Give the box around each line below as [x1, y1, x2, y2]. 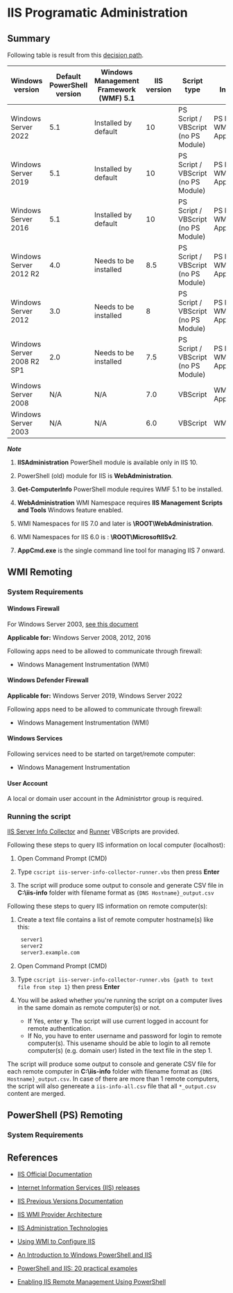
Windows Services [7, 734, 63, 743]
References [7, 1151, 58, 1163]
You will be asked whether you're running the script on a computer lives [17, 996, 223, 1004]
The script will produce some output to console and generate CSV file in [17, 881, 224, 890]
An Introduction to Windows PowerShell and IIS [17, 1251, 153, 1259]
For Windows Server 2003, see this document [7, 620, 139, 628]
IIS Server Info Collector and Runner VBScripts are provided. [7, 827, 180, 836]
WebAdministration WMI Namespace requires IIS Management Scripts [17, 498, 223, 507]
